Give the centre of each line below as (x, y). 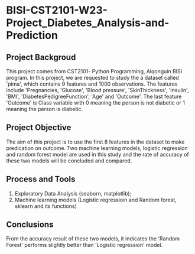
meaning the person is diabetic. (45, 109)
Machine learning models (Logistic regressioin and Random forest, (96, 200)
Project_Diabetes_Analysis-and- (88, 23)
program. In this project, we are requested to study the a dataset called (92, 78)
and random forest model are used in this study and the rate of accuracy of (97, 154)
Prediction (32, 35)
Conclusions (30, 225)
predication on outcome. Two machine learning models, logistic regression (97, 148)
